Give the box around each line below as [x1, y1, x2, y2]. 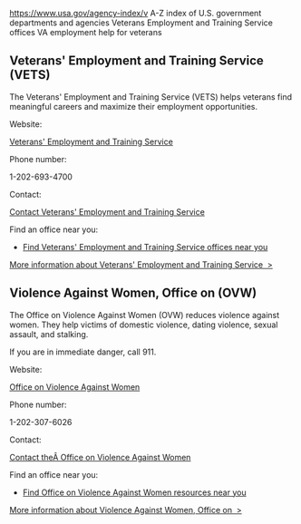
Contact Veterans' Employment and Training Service [9, 206, 206, 217]
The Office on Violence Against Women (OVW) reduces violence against [9, 309, 280, 320]
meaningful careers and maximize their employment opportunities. [9, 101, 258, 112]
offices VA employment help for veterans [9, 27, 162, 37]
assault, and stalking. [9, 328, 89, 339]
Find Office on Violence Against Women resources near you [22, 487, 247, 498]
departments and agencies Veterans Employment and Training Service [9, 17, 274, 28]
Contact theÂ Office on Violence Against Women [9, 451, 191, 462]
